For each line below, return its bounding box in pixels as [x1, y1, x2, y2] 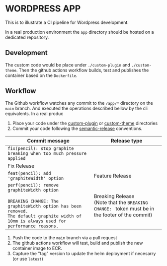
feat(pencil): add [7, 170, 51, 176]
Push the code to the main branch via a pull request [12, 234, 117, 241]
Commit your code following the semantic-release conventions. [12, 125, 143, 132]
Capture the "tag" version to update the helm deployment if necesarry [12, 250, 156, 256]
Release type [110, 137, 143, 144]
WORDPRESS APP [5, 3, 81, 14]
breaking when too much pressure [7, 150, 87, 156]
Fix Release [7, 162, 35, 169]
